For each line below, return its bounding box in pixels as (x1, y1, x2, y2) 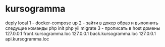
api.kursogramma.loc (5, 36, 49, 42)
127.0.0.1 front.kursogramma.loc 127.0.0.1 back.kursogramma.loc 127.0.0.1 (5, 30, 156, 36)
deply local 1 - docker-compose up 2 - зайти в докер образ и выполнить (5, 20, 158, 26)
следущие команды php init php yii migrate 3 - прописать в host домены (5, 25, 160, 31)
